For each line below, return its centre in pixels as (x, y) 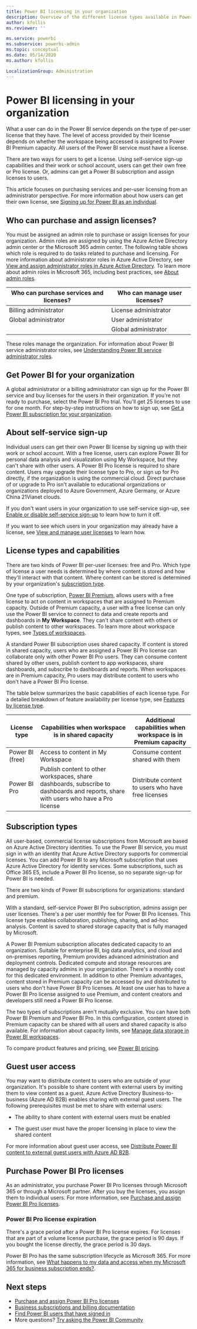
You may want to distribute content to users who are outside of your (88, 1081)
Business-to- (158, 1093)
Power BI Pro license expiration (51, 1219)
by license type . (26, 705)
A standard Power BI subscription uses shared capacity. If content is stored (97, 644)
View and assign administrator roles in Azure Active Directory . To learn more (98, 266)
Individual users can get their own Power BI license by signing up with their (97, 447)
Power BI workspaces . (33, 1036)
